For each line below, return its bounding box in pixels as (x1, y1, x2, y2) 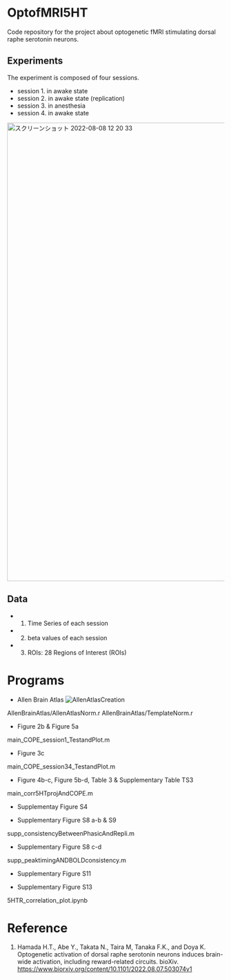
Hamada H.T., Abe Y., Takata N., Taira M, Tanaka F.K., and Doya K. (17, 943, 206, 951)
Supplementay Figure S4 (17, 803, 88, 811)
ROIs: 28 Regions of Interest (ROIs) (27, 648, 127, 657)
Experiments (7, 55, 63, 67)
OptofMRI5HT (7, 5, 88, 21)
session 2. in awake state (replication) (17, 94, 125, 102)
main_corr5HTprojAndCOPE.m (7, 789, 93, 797)
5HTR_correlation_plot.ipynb (7, 896, 88, 904)
